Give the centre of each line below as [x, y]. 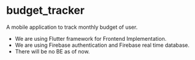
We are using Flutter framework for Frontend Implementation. [91, 38]
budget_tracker [46, 10]
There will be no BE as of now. [52, 51]
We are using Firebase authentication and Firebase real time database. [102, 45]
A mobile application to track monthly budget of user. [72, 27]
